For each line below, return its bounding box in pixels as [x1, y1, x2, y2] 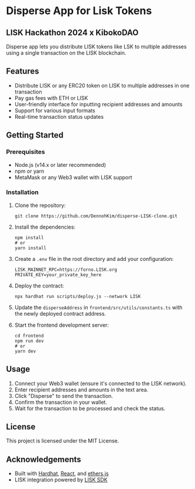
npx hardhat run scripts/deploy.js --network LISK [14, 293, 141, 299]
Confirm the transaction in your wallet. [14, 398, 107, 406]
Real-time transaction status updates [14, 113, 104, 120]
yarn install [14, 245, 47, 251]
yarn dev [14, 348, 36, 354]
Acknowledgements [6, 454, 81, 464]
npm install [14, 235, 44, 240]
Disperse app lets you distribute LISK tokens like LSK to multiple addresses [6, 43, 187, 50]
